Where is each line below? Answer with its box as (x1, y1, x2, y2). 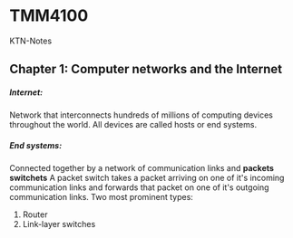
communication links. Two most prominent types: (9, 192, 193, 203)
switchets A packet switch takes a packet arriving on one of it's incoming (9, 173, 285, 184)
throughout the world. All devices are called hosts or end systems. (9, 119, 257, 130)
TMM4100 (9, 5, 89, 26)
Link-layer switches (22, 219, 96, 230)
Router (22, 209, 48, 220)
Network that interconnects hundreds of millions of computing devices (9, 109, 274, 120)
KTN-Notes (9, 35, 53, 46)
